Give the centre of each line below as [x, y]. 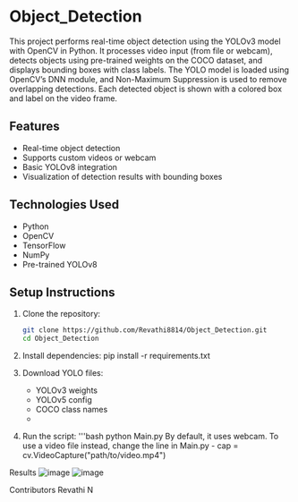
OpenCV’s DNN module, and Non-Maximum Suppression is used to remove [148, 79]
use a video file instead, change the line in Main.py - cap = [130, 446]
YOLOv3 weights [67, 390]
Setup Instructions [62, 292]
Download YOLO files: [63, 373]
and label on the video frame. [64, 98]
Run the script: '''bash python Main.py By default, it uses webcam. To [150, 437]
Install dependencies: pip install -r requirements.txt [116, 356]
